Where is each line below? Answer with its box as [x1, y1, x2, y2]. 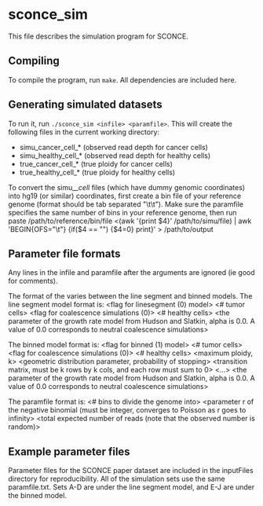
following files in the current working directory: [8, 127, 159, 137]
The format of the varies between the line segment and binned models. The [8, 291, 253, 301]
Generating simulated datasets [8, 98, 163, 112]
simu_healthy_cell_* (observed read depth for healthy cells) [19, 151, 211, 160]
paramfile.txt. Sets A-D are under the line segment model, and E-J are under [8, 482, 255, 492]
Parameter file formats [8, 247, 121, 260]
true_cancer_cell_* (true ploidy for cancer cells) [19, 159, 173, 168]
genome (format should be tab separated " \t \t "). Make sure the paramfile [8, 199, 244, 209]
